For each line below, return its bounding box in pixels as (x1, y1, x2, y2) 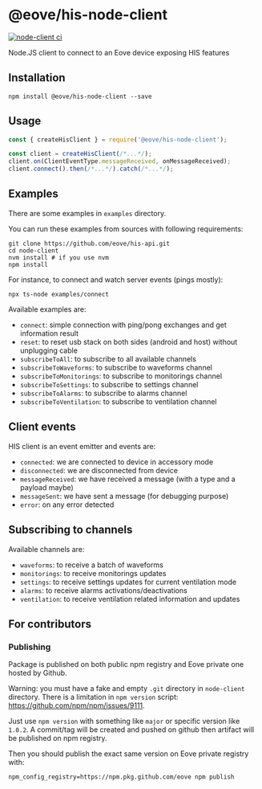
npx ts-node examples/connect (8, 290, 110, 298)
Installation (8, 71, 66, 85)
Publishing (8, 641, 51, 652)
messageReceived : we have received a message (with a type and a (19, 474, 236, 484)
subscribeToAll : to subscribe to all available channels (19, 354, 196, 363)
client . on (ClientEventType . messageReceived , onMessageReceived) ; (8, 157, 231, 166)
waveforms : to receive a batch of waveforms (19, 560, 164, 570)
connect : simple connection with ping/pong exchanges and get (19, 320, 227, 329)
